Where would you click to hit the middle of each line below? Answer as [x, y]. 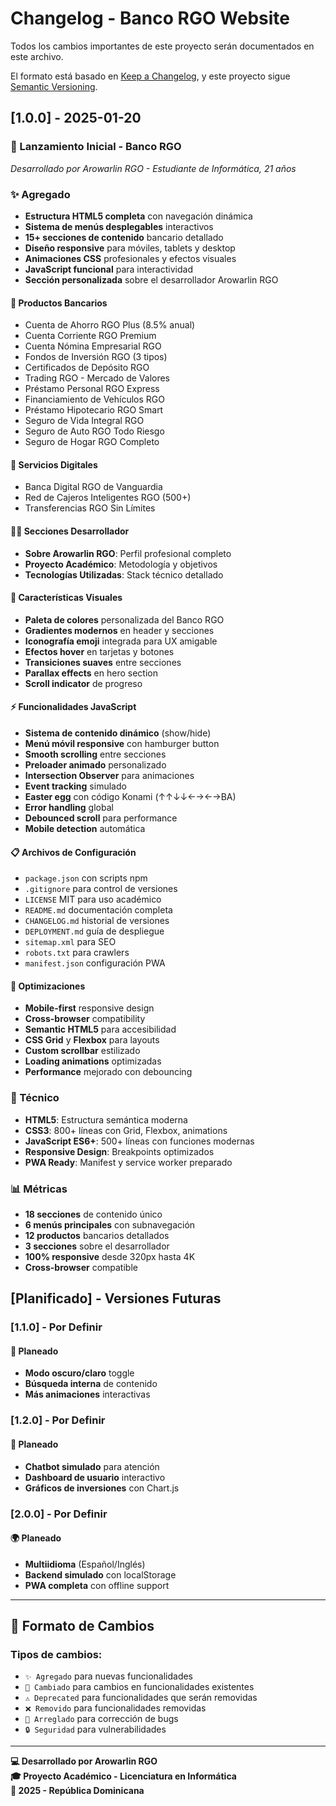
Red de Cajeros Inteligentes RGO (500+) [108, 498]
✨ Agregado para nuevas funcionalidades [109, 1676]
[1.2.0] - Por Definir [58, 1420]
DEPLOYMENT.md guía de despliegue [94, 931]
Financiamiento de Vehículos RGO [94, 399]
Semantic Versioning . [54, 86]
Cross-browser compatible [81, 1267]
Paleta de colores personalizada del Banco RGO [124, 619]
